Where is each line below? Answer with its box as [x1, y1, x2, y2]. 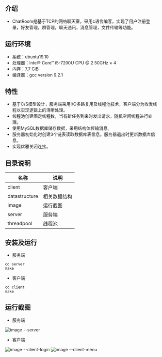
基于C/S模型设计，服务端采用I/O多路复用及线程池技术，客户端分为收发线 [12, 101, 158, 107]
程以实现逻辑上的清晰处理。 [12, 107, 68, 113]
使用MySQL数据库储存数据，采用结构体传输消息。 [12, 125, 112, 131]
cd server [5, 262, 25, 267]
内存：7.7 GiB [12, 66, 39, 72]
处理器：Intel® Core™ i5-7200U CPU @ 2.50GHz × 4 [12, 60, 116, 65]
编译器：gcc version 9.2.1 [12, 72, 63, 78]
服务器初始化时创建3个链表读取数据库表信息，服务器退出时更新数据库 [12, 131, 151, 137]
